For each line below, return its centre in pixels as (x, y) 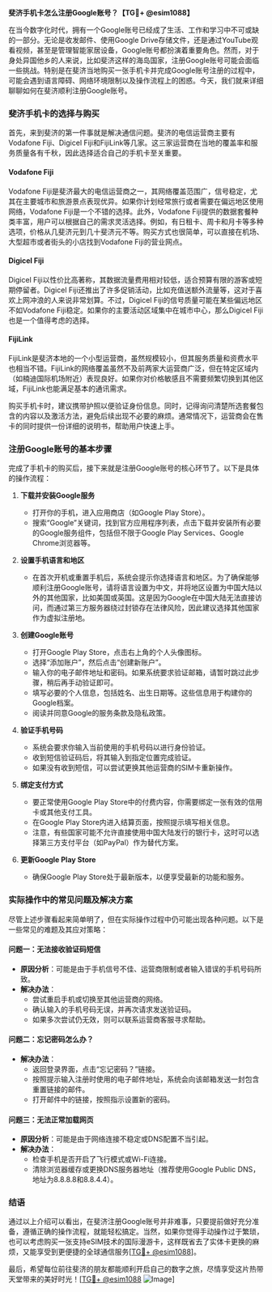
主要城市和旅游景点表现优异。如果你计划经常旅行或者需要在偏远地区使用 (143, 201)
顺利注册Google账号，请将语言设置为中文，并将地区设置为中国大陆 (143, 588)
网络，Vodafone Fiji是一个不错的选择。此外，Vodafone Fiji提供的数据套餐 (130, 211)
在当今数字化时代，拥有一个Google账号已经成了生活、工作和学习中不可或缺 (134, 30)
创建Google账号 (47, 635)
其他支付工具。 (72, 812)
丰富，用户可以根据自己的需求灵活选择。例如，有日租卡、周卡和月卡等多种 (139, 221)
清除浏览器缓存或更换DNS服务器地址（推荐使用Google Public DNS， (146, 1170)
